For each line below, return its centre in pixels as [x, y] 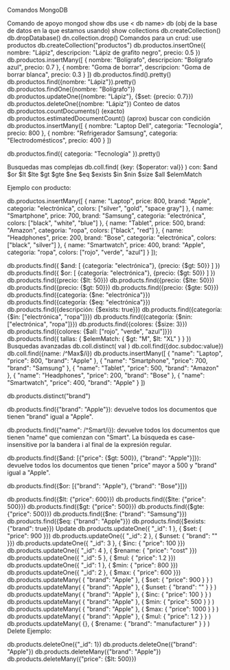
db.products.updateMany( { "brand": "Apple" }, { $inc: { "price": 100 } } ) [109, 594]
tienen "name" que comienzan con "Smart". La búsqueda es [92, 437]
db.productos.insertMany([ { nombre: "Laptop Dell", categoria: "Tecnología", [115, 126]
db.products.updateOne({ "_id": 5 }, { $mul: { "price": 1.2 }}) [92, 558]
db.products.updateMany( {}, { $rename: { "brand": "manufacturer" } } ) [108, 624]
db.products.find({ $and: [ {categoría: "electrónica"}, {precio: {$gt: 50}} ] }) [114, 265]
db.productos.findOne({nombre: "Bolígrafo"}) [71, 89]
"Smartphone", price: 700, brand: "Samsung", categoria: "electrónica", [106, 216]
